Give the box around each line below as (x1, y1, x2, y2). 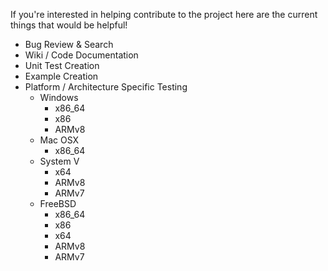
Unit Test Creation (24, 60, 100, 71)
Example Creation (24, 70, 99, 82)
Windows (39, 92, 79, 103)
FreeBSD (39, 198, 77, 209)
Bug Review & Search (24, 39, 114, 50)
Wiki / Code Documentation (24, 49, 139, 61)
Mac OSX (39, 134, 80, 146)
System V (39, 155, 80, 167)
